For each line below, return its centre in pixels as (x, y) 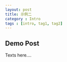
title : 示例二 (18, 14)
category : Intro (23, 19)
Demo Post (22, 43)
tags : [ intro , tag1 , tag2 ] (34, 23)
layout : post (18, 10)
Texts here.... (18, 55)
